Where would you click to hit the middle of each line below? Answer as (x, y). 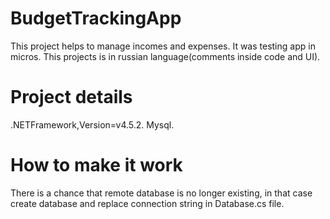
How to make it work (96, 165)
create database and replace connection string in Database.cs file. (147, 203)
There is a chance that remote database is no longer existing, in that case (161, 193)
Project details (71, 97)
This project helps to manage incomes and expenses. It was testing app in (163, 46)
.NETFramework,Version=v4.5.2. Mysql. (92, 124)
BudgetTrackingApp (96, 18)
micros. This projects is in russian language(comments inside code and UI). (165, 56)
